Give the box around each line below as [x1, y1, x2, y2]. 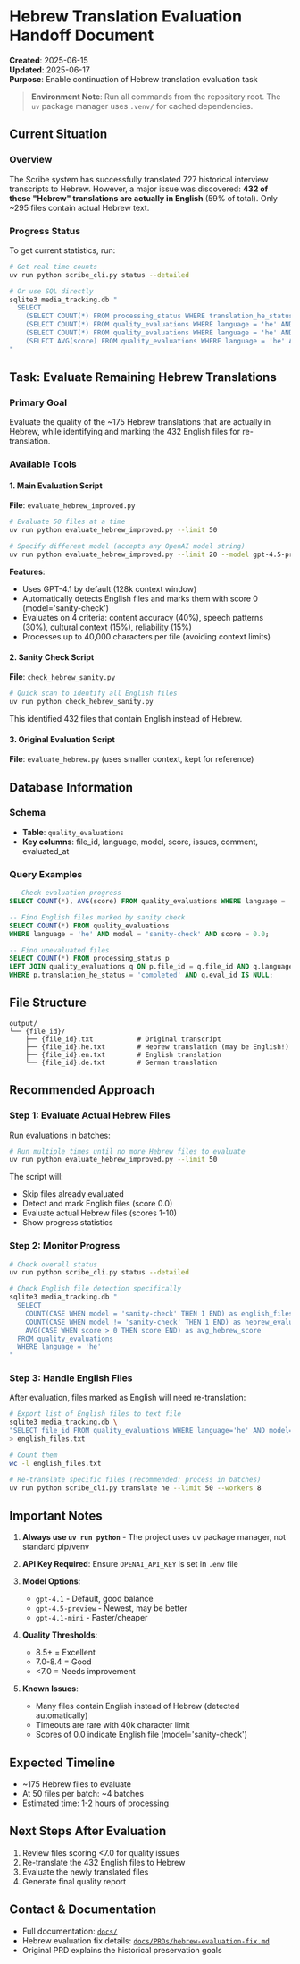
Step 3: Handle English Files [9, 1372, 133, 1384]
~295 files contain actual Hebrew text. [9, 202, 150, 213]
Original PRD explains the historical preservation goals [21, 1944, 222, 1955]
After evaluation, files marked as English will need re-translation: [9, 1393, 246, 1403]
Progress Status [9, 224, 81, 237]
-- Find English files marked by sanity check [9, 912, 186, 922]
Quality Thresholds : [21, 1630, 98, 1640]
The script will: [9, 1172, 64, 1182]
